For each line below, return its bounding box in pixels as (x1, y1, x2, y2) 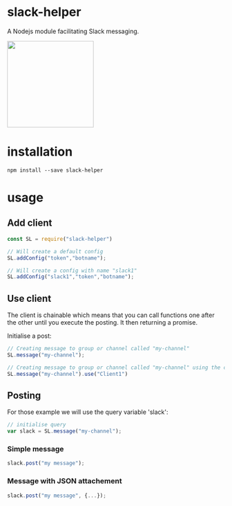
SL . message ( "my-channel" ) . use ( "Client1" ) (7, 370, 128, 377)
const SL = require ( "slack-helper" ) (7, 235, 113, 242)
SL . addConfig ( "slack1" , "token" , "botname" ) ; (7, 273, 135, 280)
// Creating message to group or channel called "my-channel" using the (7, 364, 221, 371)
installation (7, 144, 73, 160)
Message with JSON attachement (7, 476, 122, 486)
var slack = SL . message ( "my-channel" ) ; (7, 428, 122, 435)
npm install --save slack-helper (7, 167, 104, 174)
